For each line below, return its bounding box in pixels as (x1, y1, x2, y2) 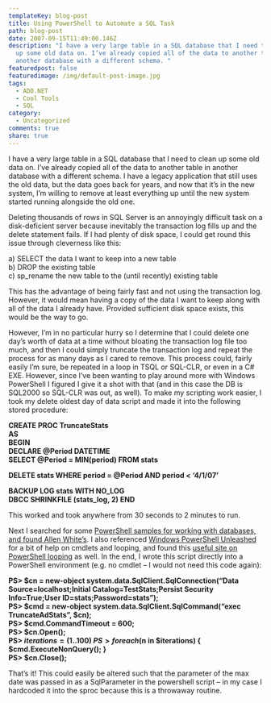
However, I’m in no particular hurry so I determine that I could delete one (8, 327, 249, 337)
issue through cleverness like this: (8, 238, 122, 248)
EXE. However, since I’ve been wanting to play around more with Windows (8, 370, 256, 380)
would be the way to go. (8, 312, 89, 322)
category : (8, 110, 42, 118)
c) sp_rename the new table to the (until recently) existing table (8, 271, 219, 281)
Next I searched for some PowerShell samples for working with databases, (8, 526, 256, 535)
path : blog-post (8, 27, 63, 35)
